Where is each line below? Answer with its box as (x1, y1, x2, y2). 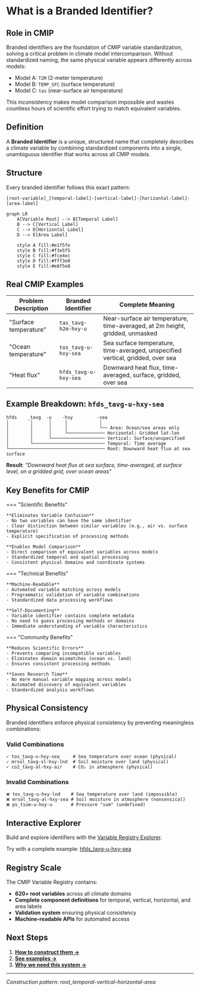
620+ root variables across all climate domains (14, 890, 132, 897)
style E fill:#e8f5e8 (17, 263, 70, 269)
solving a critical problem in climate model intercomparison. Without (6, 50, 173, 57)
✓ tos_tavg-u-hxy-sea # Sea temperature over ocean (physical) (6, 754, 177, 760)
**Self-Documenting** (6, 608, 60, 614)
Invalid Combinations (6, 778, 69, 786)
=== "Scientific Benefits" (6, 501, 68, 508)
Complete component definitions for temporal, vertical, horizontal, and (14, 896, 191, 904)
